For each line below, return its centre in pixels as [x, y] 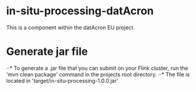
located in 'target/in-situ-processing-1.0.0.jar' [62, 80]
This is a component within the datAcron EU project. [70, 27]
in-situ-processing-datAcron [80, 11]
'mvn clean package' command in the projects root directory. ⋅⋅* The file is [98, 74]
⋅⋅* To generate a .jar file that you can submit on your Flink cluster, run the [97, 68]
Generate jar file [47, 52]
